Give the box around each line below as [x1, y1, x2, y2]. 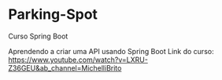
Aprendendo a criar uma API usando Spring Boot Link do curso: [8, 46, 214, 56]
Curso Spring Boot [8, 31, 68, 41]
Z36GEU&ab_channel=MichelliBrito [8, 63, 122, 72]
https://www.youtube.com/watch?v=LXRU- [8, 55, 148, 64]
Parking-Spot [8, 5, 98, 24]
